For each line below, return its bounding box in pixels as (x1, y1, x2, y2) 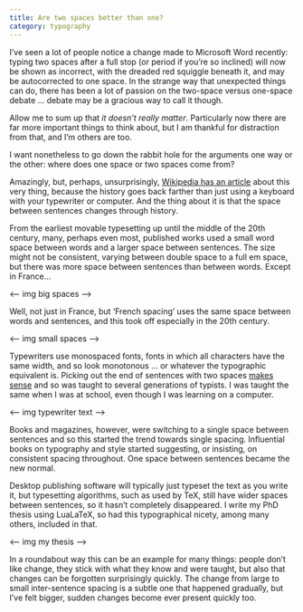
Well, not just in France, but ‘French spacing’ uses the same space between (9, 305, 291, 317)
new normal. (9, 463, 56, 473)
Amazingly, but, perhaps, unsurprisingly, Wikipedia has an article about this (9, 176, 290, 186)
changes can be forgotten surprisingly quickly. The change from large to (9, 572, 280, 584)
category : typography (9, 22, 91, 31)
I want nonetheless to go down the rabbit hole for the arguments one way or (9, 148, 293, 159)
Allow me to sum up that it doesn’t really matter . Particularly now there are (9, 112, 287, 123)
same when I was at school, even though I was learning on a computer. (9, 388, 274, 399)
